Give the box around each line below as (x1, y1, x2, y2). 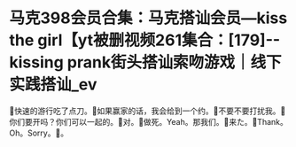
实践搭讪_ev (9, 74, 97, 95)
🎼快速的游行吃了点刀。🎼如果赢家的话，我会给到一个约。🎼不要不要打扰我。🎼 (9, 105, 286, 116)
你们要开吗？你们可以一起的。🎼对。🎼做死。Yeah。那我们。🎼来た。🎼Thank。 (9, 116, 288, 127)
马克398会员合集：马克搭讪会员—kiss (9, 8, 288, 28)
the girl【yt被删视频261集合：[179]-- (9, 30, 281, 50)
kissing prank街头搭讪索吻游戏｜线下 (9, 52, 282, 73)
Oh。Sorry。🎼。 (9, 128, 69, 138)
